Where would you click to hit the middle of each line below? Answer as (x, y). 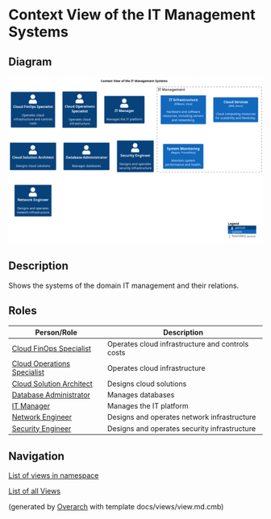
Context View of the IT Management (132, 15)
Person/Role (56, 332)
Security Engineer (42, 428)
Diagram (30, 62)
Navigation (36, 456)
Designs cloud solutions (147, 384)
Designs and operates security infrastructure (182, 428)
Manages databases (141, 394)
